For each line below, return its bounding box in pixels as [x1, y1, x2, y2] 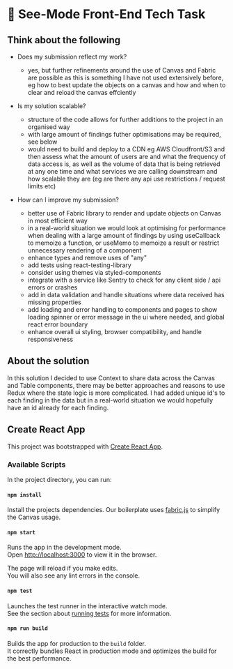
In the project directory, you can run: [7, 475, 112, 483]
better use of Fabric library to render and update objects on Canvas [27, 209, 221, 217]
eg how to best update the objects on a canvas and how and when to [27, 81, 226, 89]
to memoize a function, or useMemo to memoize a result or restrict [27, 239, 220, 247]
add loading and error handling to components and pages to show [27, 306, 218, 313]
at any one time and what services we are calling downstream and [27, 167, 218, 175]
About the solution [7, 355, 90, 367]
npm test [7, 587, 33, 594]
